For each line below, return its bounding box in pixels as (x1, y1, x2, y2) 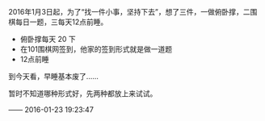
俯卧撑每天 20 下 (19, 35, 77, 44)
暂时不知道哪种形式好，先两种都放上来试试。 (8, 89, 158, 98)
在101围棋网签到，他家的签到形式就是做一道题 (19, 44, 173, 54)
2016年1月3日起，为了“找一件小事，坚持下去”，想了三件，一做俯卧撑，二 (8, 7, 250, 16)
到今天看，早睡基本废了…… (8, 72, 99, 81)
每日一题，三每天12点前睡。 (15, 17, 108, 27)
